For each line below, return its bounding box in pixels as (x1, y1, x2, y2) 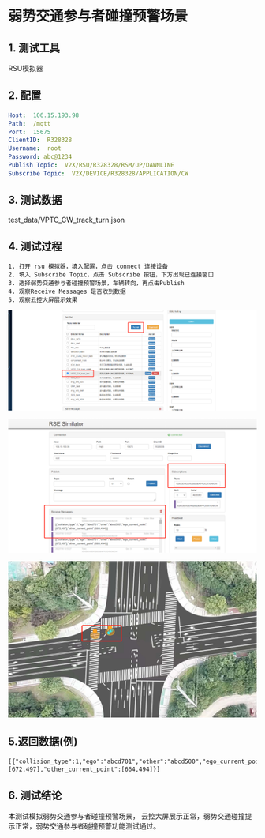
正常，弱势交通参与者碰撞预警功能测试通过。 (14, 821, 160, 830)
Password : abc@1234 (8, 153, 73, 161)
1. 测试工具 (8, 41, 61, 54)
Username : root (8, 145, 62, 152)
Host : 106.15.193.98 (8, 111, 80, 119)
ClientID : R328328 (8, 136, 73, 145)
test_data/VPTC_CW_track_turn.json (8, 215, 125, 224)
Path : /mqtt (8, 119, 51, 127)
